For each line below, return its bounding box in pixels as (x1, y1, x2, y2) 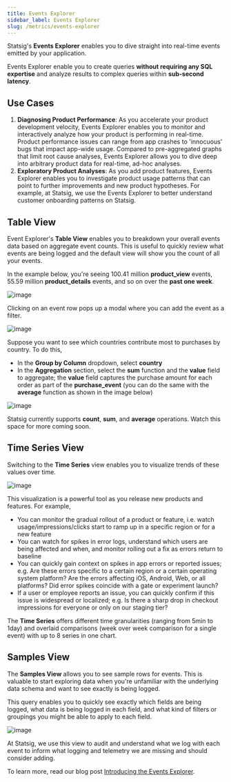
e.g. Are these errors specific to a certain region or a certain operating (17, 567, 217, 575)
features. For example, (7, 502, 71, 510)
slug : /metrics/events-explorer (7, 23, 100, 30)
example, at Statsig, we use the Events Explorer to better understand (17, 189, 212, 197)
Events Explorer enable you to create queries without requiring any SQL (7, 63, 213, 71)
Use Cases (7, 97, 54, 109)
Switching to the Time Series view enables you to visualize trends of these (7, 460, 219, 469)
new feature (17, 529, 52, 538)
